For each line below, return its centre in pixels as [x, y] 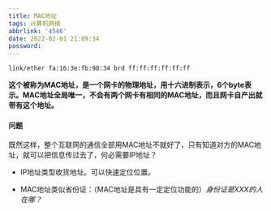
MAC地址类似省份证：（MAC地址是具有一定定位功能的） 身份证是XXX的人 [142, 189]
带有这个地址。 [33, 105]
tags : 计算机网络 [34, 24]
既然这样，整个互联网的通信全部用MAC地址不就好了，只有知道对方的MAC [131, 145]
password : [25, 46]
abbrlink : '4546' [38, 31]
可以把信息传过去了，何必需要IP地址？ [93, 155]
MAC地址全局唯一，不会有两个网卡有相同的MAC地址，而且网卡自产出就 [142, 95]
